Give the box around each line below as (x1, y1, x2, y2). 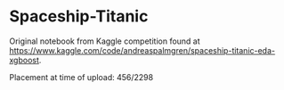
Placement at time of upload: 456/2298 (9, 71, 154, 82)
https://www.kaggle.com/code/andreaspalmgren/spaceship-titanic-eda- (9, 45, 276, 55)
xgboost (9, 54, 40, 65)
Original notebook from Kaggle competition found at (9, 36, 200, 46)
